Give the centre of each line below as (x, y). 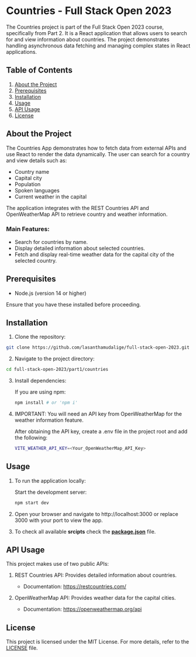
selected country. (36, 260)
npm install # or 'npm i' (46, 403)
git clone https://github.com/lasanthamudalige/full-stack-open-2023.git (98, 348)
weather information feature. (49, 420)
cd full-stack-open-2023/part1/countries (57, 370)
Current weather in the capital (50, 197)
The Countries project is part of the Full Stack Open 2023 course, (85, 27)
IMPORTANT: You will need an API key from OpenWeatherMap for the (98, 414)
